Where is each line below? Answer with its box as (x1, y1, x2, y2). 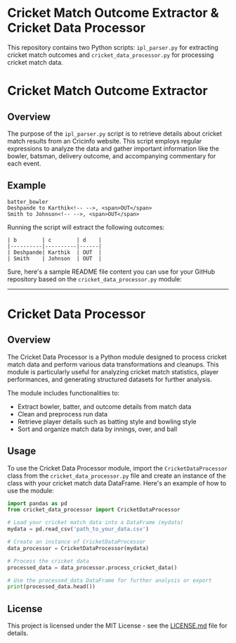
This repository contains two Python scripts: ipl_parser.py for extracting (7, 43, 219, 51)
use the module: (7, 486, 54, 495)
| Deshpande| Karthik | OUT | (7, 248, 102, 256)
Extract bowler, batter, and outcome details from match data (17, 402, 192, 411)
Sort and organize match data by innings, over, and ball (17, 424, 178, 433)
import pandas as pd (7, 499, 68, 507)
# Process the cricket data (7, 557, 90, 564)
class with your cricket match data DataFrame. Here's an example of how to (7, 478, 227, 487)
